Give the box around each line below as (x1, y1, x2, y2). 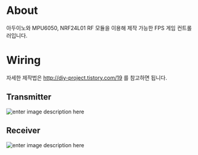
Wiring (6, 54, 41, 67)
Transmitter (6, 92, 51, 103)
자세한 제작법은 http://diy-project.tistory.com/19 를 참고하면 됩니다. (6, 74, 168, 81)
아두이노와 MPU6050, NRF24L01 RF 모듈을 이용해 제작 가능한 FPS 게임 (6, 24, 176, 31)
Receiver (6, 125, 40, 136)
